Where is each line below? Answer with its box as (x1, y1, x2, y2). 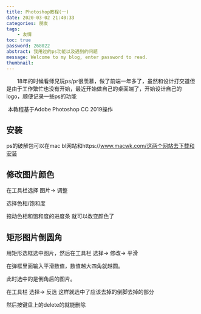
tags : (6, 26, 20, 32)
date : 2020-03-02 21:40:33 (6, 15, 75, 21)
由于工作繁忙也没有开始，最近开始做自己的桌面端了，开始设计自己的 (11, 85, 182, 92)
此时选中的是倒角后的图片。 (6, 275, 76, 282)
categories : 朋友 (6, 20, 49, 26)
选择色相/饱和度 (6, 200, 46, 207)
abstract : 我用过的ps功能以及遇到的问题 (6, 49, 98, 55)
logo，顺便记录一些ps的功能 (6, 92, 77, 100)
